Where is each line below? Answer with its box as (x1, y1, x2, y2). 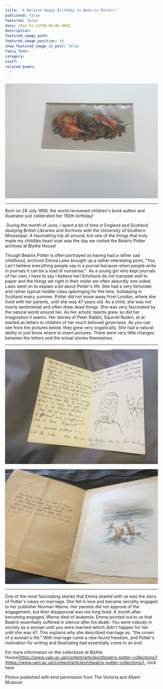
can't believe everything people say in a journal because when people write (5, 263, 156, 269)
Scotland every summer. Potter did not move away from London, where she (5, 294, 156, 300)
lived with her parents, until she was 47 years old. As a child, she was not (5, 299, 152, 305)
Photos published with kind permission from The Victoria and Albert (5, 674, 141, 680)
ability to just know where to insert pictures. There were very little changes (5, 330, 154, 336)
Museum (5, 679, 23, 685)
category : (5, 54, 25, 59)
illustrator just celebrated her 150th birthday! (5, 213, 94, 219)
